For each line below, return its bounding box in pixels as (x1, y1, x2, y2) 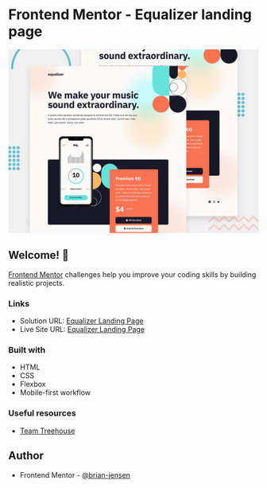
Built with (8, 345, 46, 356)
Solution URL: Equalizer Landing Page (19, 316, 144, 326)
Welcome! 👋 (8, 248, 69, 262)
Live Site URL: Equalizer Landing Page (19, 325, 145, 334)
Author (8, 449, 44, 463)
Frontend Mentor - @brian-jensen (19, 470, 131, 479)
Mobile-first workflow (19, 388, 91, 397)
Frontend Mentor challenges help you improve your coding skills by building (8, 269, 257, 279)
